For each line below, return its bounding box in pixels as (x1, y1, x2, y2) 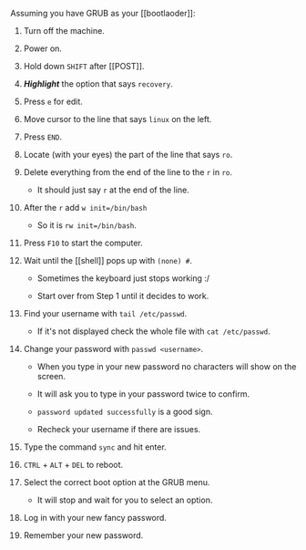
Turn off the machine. (23, 26, 106, 36)
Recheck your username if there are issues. (36, 424, 201, 434)
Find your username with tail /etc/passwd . (23, 308, 188, 318)
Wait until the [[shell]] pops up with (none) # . (23, 255, 193, 265)
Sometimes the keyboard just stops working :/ (36, 273, 210, 284)
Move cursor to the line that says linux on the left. (23, 114, 212, 124)
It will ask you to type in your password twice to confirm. (36, 389, 250, 400)
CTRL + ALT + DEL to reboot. (23, 460, 124, 470)
